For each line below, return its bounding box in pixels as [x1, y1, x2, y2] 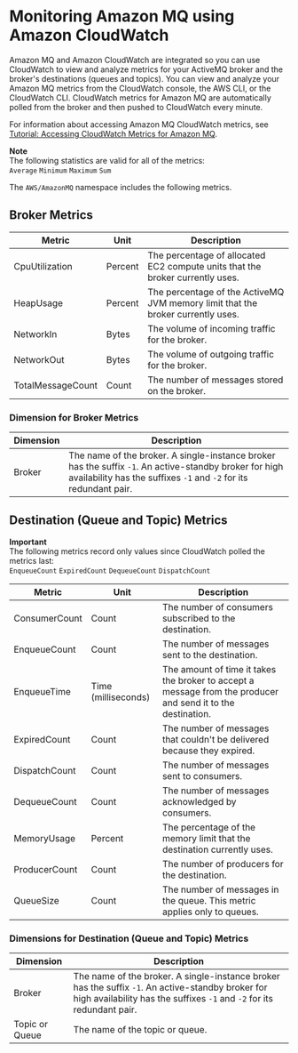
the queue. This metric [162, 894, 256, 906]
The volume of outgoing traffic [147, 348, 275, 360]
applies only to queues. [162, 905, 259, 918]
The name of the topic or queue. [73, 1024, 208, 1036]
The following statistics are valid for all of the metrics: [9, 155, 206, 165]
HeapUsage [13, 296, 64, 309]
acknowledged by [162, 795, 237, 808]
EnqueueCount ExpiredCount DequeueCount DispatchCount [9, 567, 211, 575]
